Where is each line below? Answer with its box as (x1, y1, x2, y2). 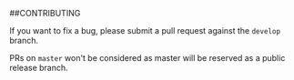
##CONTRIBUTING (9, 8, 81, 18)
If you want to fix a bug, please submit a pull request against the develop (9, 25, 280, 35)
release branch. (9, 63, 68, 73)
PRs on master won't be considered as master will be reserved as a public (9, 53, 286, 63)
